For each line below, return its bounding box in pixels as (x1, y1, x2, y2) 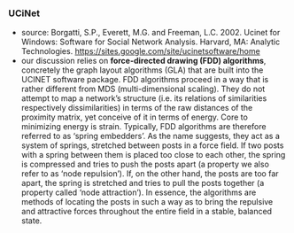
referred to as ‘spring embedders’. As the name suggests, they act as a (20, 131, 281, 142)
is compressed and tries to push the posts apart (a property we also (20, 159, 269, 170)
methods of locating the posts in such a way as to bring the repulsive (20, 197, 274, 207)
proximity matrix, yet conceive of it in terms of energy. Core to (20, 112, 249, 122)
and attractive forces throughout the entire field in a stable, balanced (20, 206, 272, 217)
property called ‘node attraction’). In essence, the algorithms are (20, 187, 257, 198)
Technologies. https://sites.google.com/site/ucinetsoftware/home (20, 46, 260, 57)
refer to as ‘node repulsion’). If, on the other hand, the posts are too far (20, 168, 280, 179)
